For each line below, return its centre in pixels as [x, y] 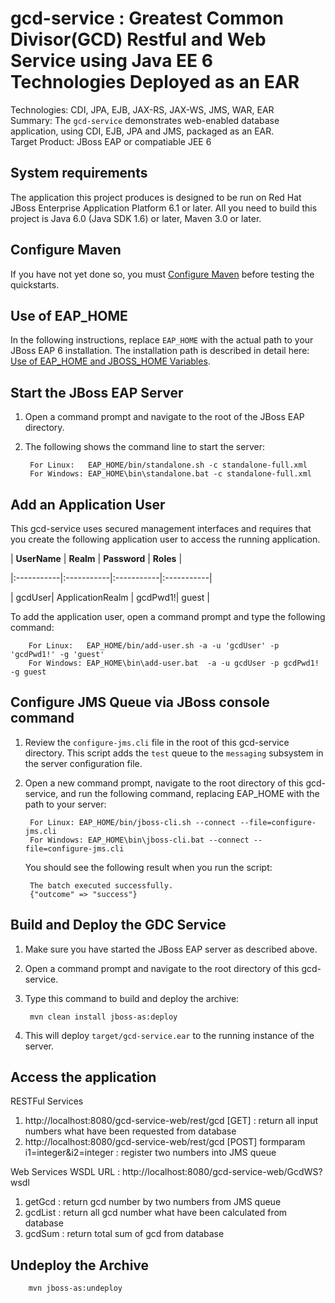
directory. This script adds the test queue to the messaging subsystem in [174, 753]
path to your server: [65, 804]
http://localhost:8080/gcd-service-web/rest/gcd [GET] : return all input [171, 1121]
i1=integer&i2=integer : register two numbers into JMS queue [150, 1153]
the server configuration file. [83, 763]
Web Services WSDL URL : [65, 1172]
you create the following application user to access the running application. [165, 539]
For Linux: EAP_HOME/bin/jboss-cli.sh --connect [133, 822]
